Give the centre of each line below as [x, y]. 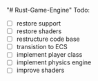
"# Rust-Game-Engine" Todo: [48, 10]
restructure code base [48, 39]
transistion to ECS [42, 47]
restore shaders [39, 31]
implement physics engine [54, 62]
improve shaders [40, 70]
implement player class [49, 55]
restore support [39, 23]
